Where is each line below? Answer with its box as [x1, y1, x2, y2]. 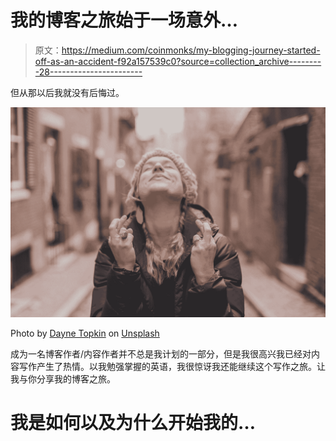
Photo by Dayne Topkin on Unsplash [10, 327, 160, 339]
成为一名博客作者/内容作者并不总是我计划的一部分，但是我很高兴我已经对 [10, 347, 312, 360]
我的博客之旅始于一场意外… [10, 9, 239, 32]
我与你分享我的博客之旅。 [10, 372, 116, 385]
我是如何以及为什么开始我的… [10, 411, 257, 434]
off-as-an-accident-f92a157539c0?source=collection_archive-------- [34, 55, 322, 67]
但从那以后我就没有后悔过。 [10, 86, 125, 98]
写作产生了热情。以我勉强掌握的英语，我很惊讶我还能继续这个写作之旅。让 [18, 360, 326, 372]
